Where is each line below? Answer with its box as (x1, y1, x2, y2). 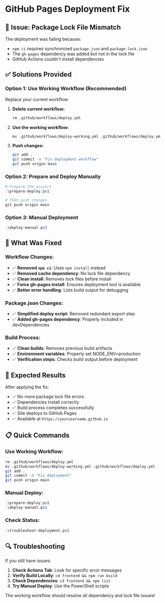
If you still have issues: (5, 558, 51, 564)
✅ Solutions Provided (5, 70, 72, 79)
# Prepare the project (5, 184, 52, 189)
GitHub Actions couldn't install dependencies (12, 56, 104, 62)
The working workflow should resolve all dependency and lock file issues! (5, 593, 155, 599)
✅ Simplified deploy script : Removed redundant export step (12, 311, 135, 317)
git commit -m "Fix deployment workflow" (12, 157, 99, 162)
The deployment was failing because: (5, 36, 81, 42)
